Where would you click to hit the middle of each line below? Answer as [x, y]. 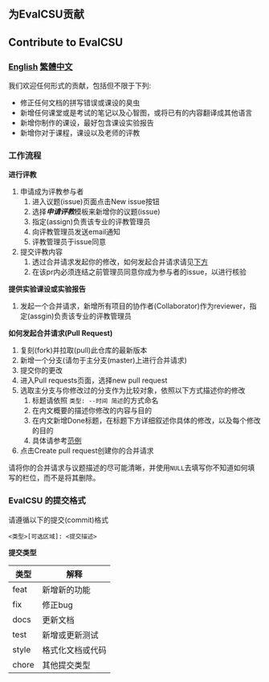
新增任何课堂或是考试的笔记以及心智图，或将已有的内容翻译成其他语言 [136, 113]
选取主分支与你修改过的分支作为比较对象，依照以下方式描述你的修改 [132, 390]
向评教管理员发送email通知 [76, 232]
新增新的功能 [66, 590]
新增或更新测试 [70, 635]
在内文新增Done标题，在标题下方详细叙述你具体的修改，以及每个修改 [146, 421]
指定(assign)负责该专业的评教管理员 [91, 222]
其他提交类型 [66, 665]
